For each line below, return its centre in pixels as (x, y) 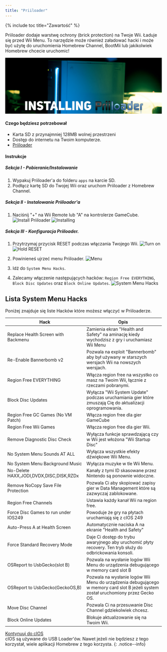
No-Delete (18, 471)
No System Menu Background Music (44, 464)
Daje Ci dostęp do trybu (111, 537)
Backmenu (18, 340)
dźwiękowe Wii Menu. (109, 457)
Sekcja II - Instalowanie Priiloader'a (43, 202)
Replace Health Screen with (36, 334)
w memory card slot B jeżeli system (123, 588)
